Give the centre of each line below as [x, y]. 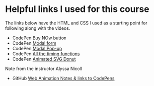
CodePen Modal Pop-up [37, 48]
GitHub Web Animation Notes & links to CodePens [63, 78]
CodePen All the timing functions [46, 54]
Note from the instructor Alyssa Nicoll [44, 69]
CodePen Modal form [34, 43]
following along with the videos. [38, 28]
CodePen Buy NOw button [39, 38]
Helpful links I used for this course [77, 9]
